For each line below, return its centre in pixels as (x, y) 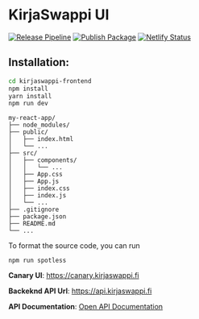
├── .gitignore (34, 210)
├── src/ (23, 153)
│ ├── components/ (43, 160)
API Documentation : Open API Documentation (86, 307)
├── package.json (37, 217)
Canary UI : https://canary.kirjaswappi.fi (74, 275)
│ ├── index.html (41, 139)
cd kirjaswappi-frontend (50, 81)
